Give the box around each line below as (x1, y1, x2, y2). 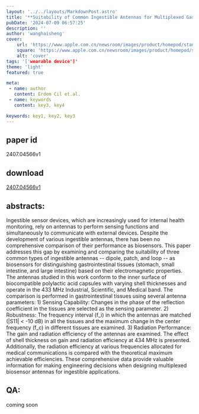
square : (17, 48, 36, 53)
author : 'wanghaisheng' (6, 31, 65, 37)
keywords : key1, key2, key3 (6, 113, 76, 119)
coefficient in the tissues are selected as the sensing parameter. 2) (6, 305, 169, 312)
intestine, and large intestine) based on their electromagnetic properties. (6, 267, 183, 274)
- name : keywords (8, 97, 52, 103)
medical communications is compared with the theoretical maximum (6, 349, 173, 356)
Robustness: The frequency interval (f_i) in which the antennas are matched (6, 311, 191, 318)
